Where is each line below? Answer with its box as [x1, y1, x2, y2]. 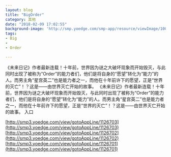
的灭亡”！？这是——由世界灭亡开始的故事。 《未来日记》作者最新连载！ [5, 83, 156, 89]
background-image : [5, 26, 44, 32]
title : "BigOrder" [5, 12, 44, 17]
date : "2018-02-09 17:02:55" [5, 21, 67, 27]
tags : [5, 31, 17, 36]
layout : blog [5, 7, 33, 13]
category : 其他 [5, 17, 36, 22]
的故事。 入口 [5, 109, 34, 115]
